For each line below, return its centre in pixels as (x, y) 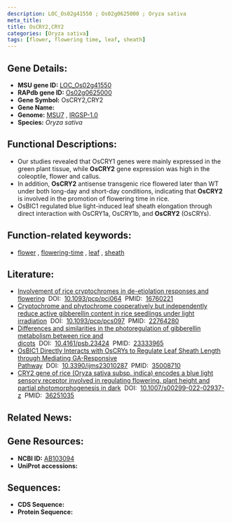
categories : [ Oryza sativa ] (48, 33)
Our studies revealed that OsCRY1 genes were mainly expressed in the (119, 161)
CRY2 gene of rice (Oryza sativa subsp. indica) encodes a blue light (115, 373)
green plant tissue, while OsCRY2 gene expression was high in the (114, 168)
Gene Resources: (46, 441)
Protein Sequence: (45, 512)
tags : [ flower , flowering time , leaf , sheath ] (76, 40)
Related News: (40, 417)
